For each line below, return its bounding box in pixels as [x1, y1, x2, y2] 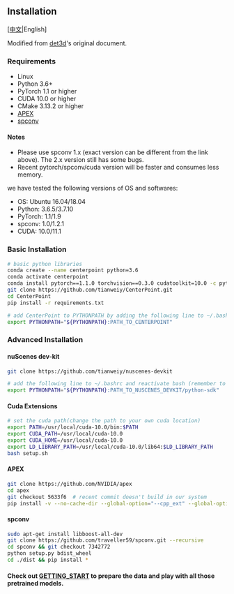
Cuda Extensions [7, 401, 58, 410]
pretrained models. [7, 579, 64, 587]
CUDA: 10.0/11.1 [17, 227, 61, 236]
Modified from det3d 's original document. [7, 38, 127, 47]
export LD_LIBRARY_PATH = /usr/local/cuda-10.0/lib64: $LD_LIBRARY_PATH [7, 443, 214, 450]
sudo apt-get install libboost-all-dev [7, 530, 123, 537]
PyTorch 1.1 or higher [17, 87, 77, 96]
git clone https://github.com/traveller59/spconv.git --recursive [7, 537, 204, 544]
